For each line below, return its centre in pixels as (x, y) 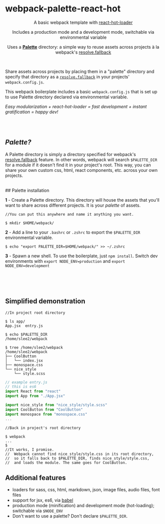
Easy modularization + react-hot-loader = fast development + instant (76, 106)
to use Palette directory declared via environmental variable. (67, 97)
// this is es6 (21, 387)
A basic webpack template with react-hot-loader (83, 22)
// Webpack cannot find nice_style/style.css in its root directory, (80, 454)
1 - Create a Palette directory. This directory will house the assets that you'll (82, 200)
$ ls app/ (15, 321)
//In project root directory (35, 313)
